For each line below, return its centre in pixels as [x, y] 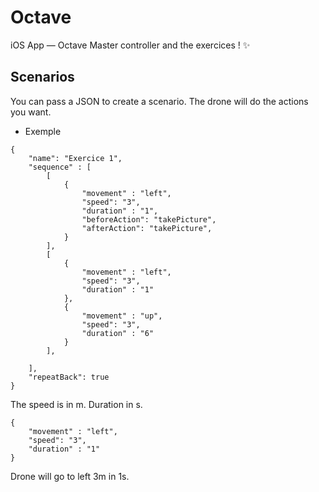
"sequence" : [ [60, 167]
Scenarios [42, 77]
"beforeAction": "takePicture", [149, 219]
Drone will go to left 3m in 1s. [70, 476]
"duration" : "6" [118, 333]
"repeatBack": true [69, 377]
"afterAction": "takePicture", [147, 228]
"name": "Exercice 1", [75, 158]
